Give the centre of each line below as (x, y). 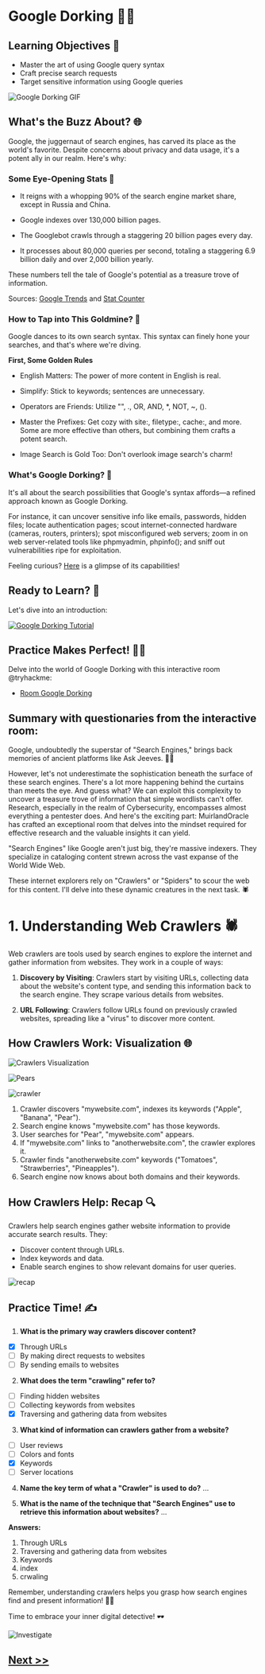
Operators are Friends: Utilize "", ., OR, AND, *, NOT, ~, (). (113, 407)
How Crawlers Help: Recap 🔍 (82, 1202)
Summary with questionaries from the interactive (132, 718)
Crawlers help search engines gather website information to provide (119, 1226)
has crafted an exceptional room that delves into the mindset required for (128, 825)
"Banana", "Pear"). (50, 1117)
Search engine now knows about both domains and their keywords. (130, 1176)
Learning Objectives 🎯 (64, 46)
